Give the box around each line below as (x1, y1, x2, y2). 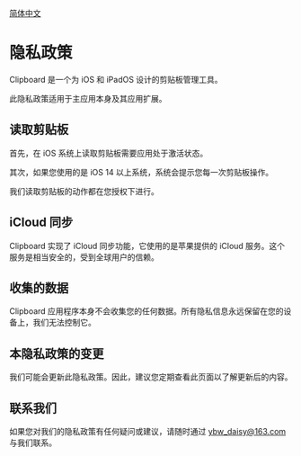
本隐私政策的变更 (9, 345, 104, 362)
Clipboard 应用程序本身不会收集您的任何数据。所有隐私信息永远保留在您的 (9, 306, 285, 317)
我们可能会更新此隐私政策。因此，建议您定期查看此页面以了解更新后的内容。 (9, 371, 293, 382)
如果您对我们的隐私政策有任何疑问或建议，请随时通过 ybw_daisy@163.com (9, 426, 287, 436)
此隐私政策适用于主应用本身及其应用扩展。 (9, 93, 167, 103)
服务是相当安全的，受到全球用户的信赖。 (9, 251, 159, 263)
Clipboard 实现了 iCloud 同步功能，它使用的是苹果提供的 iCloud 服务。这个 (9, 240, 286, 251)
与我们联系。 (9, 437, 57, 448)
